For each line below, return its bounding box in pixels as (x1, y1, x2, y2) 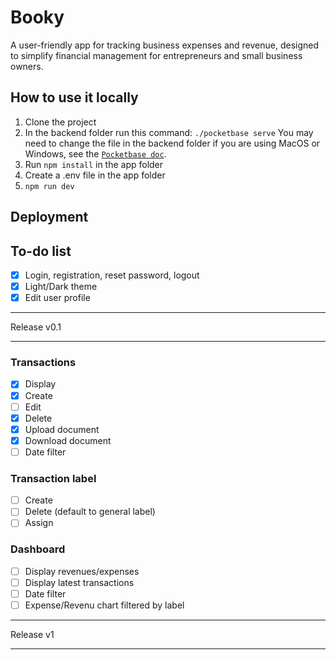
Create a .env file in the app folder (24, 169, 166, 181)
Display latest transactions (24, 576, 135, 588)
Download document (24, 434, 112, 446)
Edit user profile (24, 292, 91, 304)
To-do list (10, 242, 72, 260)
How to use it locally (10, 89, 139, 106)
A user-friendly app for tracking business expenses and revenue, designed (10, 39, 320, 51)
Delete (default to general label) (24, 506, 156, 518)
